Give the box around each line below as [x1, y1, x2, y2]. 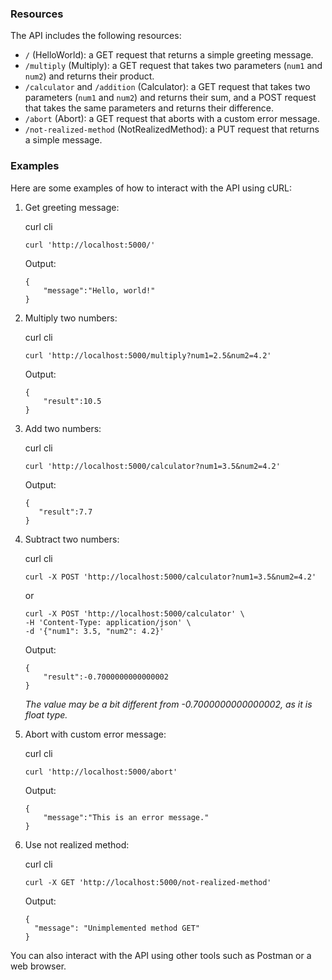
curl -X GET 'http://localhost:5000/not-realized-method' [24, 877, 272, 887]
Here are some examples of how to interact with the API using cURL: [10, 182, 293, 194]
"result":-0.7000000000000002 [43, 672, 169, 682]
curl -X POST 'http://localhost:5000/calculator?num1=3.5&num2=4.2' [24, 572, 317, 582]
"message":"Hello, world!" [43, 285, 156, 296]
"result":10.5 [43, 396, 102, 406]
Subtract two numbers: [24, 533, 120, 545]
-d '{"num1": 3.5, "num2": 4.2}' [24, 626, 165, 636]
